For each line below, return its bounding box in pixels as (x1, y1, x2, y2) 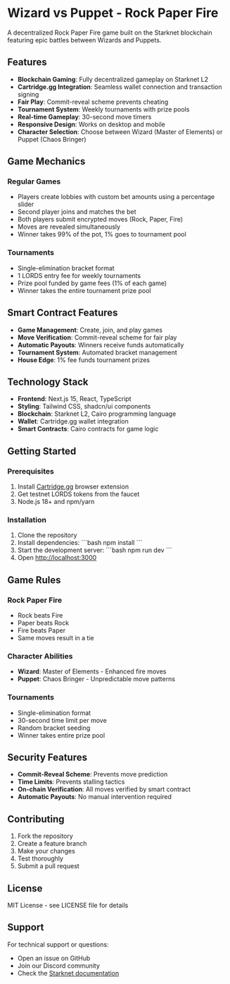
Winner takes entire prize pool (17, 731, 106, 739)
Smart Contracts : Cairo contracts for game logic (17, 425, 159, 433)
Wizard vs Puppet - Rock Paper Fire (7, 5, 219, 21)
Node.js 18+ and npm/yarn (17, 498, 95, 506)
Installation (7, 515, 47, 524)
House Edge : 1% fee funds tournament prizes (17, 355, 150, 364)
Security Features (7, 752, 88, 764)
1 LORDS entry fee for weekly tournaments (17, 271, 141, 280)
